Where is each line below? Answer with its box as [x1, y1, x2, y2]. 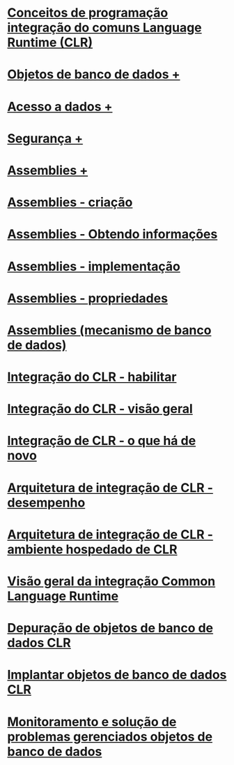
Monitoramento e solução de [7, 714, 177, 729]
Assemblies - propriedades [7, 290, 169, 306]
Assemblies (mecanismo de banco [7, 322, 212, 338]
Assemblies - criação [7, 194, 133, 210]
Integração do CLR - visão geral [7, 401, 193, 417]
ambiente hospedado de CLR [7, 541, 178, 557]
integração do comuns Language [7, 20, 202, 36]
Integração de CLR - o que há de [7, 433, 196, 449]
